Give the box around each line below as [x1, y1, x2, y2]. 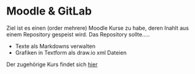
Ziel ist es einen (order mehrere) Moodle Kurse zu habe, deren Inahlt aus [6, 24, 189, 32]
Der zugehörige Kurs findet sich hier [6, 61, 98, 68]
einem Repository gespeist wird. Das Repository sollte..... [6, 30, 150, 38]
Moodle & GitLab [6, 4, 92, 18]
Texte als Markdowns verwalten [15, 42, 96, 50]
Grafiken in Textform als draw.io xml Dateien [15, 49, 127, 56]
